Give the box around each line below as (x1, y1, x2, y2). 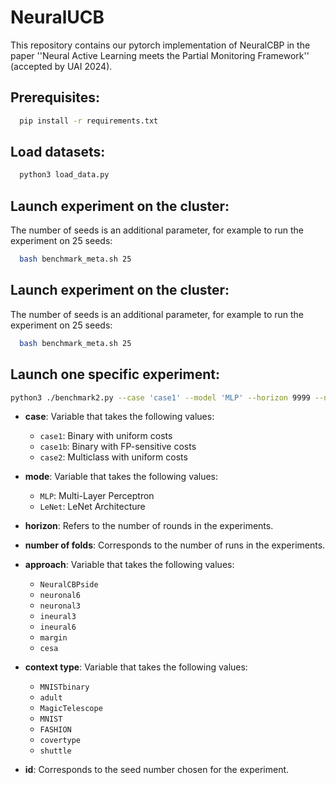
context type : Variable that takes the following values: (24, 661, 248, 673)
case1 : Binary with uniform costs (39, 430, 173, 442)
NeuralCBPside (39, 580, 99, 590)
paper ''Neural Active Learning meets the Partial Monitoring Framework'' (10, 49, 310, 61)
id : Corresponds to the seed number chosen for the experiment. (24, 764, 290, 776)
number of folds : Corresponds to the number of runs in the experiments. (24, 539, 326, 551)
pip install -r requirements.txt (19, 116, 159, 126)
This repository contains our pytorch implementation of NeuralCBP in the (10, 39, 311, 51)
